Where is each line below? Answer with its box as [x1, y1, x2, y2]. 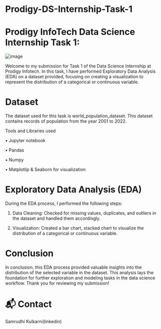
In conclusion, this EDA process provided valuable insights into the [5, 264, 142, 270]
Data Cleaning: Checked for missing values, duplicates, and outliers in [12, 210, 157, 216]
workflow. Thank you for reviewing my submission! [5, 280, 110, 286]
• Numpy [5, 157, 24, 163]
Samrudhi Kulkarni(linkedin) [5, 318, 62, 325]
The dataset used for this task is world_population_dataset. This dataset [5, 113, 153, 119]
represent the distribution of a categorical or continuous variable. [5, 79, 139, 85]
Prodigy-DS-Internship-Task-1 [5, 3, 133, 15]
